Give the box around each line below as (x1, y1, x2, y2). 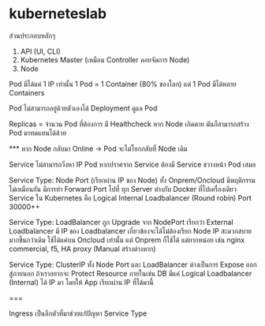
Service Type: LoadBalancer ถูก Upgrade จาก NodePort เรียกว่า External (9, 217, 233, 227)
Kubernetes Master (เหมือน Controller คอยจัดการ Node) (20, 54, 190, 64)
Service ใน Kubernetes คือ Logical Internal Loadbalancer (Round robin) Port (9, 193, 252, 202)
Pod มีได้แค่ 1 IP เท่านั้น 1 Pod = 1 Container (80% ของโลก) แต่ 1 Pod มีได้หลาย (9, 79, 237, 88)
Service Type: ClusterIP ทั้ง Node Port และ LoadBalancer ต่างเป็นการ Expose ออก (9, 260, 257, 269)
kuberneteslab (9, 5, 107, 23)
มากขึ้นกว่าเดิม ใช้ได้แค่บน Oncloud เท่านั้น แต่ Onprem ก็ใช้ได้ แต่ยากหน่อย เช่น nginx (9, 234, 245, 245)
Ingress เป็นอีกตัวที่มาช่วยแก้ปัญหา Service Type (9, 309, 147, 318)
